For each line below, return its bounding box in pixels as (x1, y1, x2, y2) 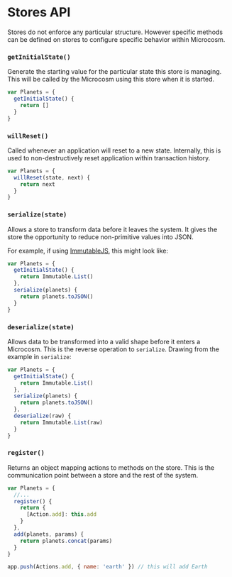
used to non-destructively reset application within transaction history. (7, 153, 211, 162)
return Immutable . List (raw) (20, 419, 103, 426)
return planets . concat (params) (20, 537, 113, 544)
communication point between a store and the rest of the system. (7, 471, 199, 479)
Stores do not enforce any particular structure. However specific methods (7, 28, 223, 36)
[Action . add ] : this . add (26, 511, 97, 518)
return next (20, 180, 55, 188)
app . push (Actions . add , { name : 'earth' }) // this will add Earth (7, 564, 208, 571)
